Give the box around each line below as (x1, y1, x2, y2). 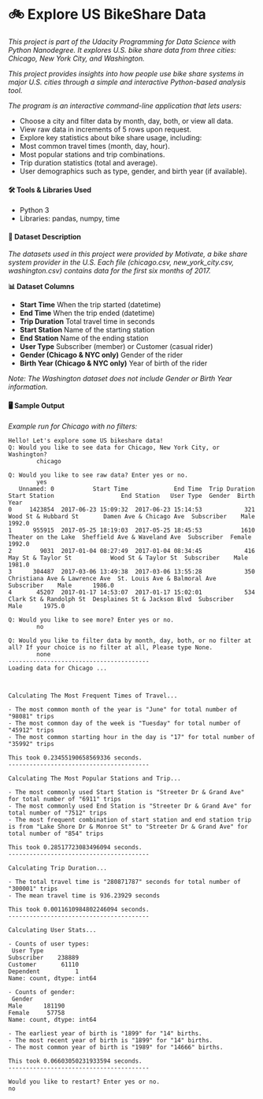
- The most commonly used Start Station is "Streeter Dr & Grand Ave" (8, 788, 245, 796)
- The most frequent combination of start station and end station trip (8, 815, 252, 823)
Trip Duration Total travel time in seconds (19, 317, 155, 326)
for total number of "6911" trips (8, 795, 122, 803)
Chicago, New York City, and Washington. (8, 54, 145, 63)
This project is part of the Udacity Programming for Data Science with (8, 36, 236, 46)
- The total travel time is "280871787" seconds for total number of (8, 878, 242, 886)
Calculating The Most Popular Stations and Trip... (8, 774, 181, 782)
